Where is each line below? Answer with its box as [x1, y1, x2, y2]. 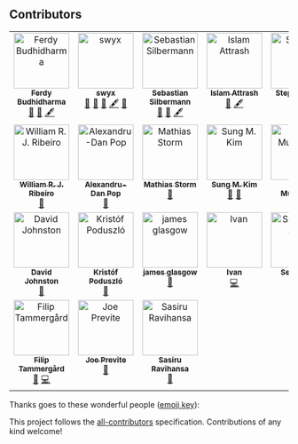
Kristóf [92, 266, 119, 277]
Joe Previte [85, 354, 127, 365]
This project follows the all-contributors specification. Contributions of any [9, 416, 282, 427]
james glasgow [143, 266, 198, 277]
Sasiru [158, 354, 182, 365]
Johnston [24, 275, 59, 286]
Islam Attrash [209, 88, 259, 98]
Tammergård [18, 363, 65, 374]
